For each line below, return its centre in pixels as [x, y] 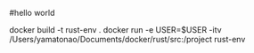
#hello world [32, 13]
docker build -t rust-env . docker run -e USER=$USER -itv [115, 30]
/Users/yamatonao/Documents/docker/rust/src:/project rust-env [127, 39]
